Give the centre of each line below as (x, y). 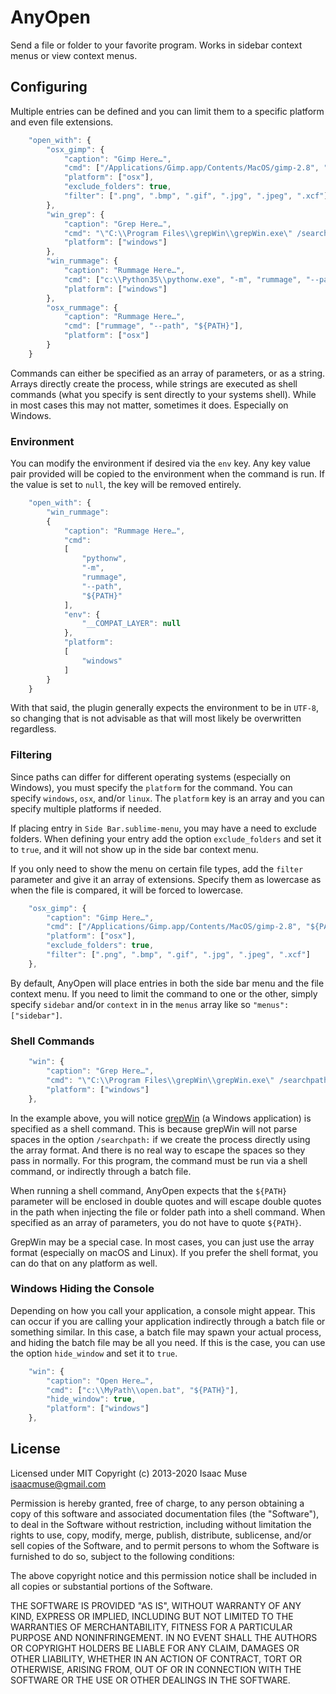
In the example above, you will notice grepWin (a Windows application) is (161, 1118)
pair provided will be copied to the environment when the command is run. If (167, 474)
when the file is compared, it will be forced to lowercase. (127, 890)
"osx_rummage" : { (82, 307)
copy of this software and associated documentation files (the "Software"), (165, 1513)
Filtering (31, 755)
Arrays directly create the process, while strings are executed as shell (154, 383)
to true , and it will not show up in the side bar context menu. (134, 849)
